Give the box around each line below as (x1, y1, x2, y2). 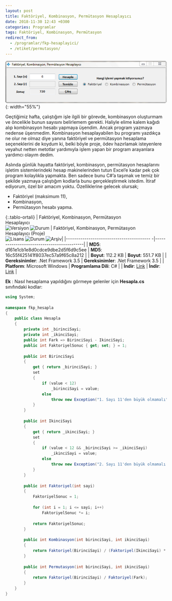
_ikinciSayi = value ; (51, 451, 97, 456)
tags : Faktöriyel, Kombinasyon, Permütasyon (5, 30, 102, 35)
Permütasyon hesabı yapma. (12, 204, 73, 210)
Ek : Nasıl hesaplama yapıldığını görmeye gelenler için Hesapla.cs (5, 278, 145, 284)
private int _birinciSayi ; (24, 327, 81, 332)
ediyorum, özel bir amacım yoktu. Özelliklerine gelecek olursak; (5, 183, 139, 189)
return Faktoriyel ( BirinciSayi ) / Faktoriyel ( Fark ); (32, 575, 147, 581)
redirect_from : (5, 35, 38, 40)
